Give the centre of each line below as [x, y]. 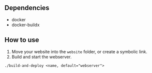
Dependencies [27, 8]
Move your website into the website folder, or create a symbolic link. [79, 51]
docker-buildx [25, 25]
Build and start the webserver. [42, 57]
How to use [22, 40]
